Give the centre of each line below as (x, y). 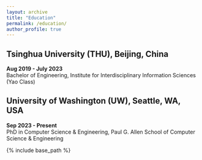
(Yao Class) (21, 82)
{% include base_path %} (39, 150)
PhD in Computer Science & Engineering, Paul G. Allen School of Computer (101, 132)
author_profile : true (34, 29)
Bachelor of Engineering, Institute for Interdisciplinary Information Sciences (101, 75)
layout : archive (27, 12)
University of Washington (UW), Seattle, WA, (93, 101)
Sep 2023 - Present (32, 125)
